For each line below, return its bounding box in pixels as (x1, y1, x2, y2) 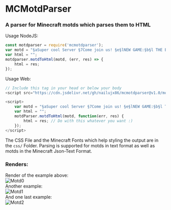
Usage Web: (5, 75, 32, 82)
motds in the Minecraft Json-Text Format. (5, 148, 93, 154)
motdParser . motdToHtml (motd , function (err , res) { (14, 114, 124, 119)
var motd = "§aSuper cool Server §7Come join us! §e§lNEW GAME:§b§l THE (5, 47, 163, 52)
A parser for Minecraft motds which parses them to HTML (5, 21, 151, 29)
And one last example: (5, 194, 52, 200)
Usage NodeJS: (5, 33, 39, 39)
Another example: (5, 183, 43, 189)
